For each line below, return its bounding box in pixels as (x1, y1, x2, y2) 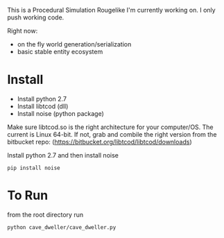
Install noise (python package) (17, 109, 104, 117)
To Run (7, 187, 49, 203)
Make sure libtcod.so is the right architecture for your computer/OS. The (7, 123, 214, 131)
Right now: (7, 27, 38, 35)
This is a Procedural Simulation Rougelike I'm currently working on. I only (7, 6, 216, 14)
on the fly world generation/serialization (17, 40, 132, 48)
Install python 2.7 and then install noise (7, 151, 119, 159)
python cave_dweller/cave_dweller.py (7, 223, 117, 231)
